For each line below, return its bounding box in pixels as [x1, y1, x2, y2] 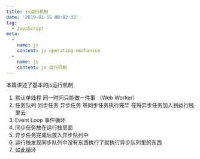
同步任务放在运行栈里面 [14, 124, 73, 132]
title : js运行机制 [6, 8, 49, 15]
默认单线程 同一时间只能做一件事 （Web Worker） [14, 94, 138, 102]
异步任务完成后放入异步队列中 [14, 132, 89, 139]
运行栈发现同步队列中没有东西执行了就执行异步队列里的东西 [14, 139, 162, 146]
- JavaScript [11, 25, 44, 32]
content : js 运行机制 [17, 64, 68, 71]
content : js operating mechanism [17, 48, 101, 54]
